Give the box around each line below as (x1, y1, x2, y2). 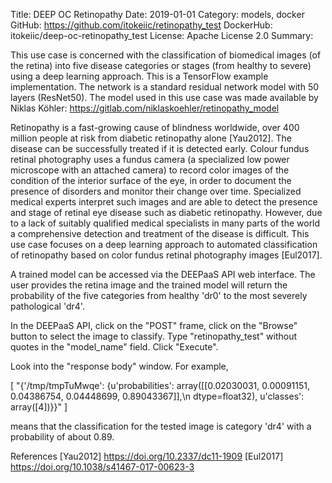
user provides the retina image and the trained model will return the (10, 279, 288, 291)
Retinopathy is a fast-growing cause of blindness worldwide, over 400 (10, 122, 300, 133)
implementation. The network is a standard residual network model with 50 (10, 81, 320, 93)
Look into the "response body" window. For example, (10, 360, 229, 372)
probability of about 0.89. (10, 431, 115, 443)
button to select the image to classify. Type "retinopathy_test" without (10, 330, 298, 342)
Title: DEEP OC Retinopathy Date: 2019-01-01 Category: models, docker (10, 9, 305, 20)
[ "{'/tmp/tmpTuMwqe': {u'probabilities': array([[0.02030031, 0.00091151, (10, 380, 311, 391)
